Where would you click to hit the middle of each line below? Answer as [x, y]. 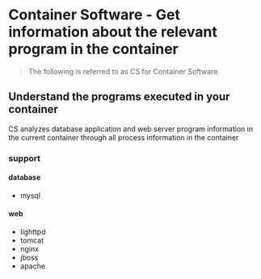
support [24, 158]
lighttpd [33, 232]
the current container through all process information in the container [124, 137]
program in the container [94, 49]
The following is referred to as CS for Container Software [123, 71]
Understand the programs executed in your [119, 97]
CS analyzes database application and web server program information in [130, 129]
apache [33, 266]
